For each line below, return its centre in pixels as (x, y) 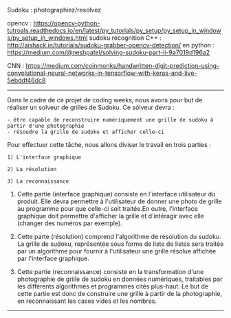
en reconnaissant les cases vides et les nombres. (87, 301)
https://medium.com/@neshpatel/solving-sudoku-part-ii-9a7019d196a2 (109, 52)
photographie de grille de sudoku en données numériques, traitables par (120, 279)
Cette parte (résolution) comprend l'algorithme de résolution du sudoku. (119, 237)
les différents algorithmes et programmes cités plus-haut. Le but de (112, 286)
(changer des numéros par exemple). (69, 223)
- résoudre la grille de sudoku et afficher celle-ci (86, 132)
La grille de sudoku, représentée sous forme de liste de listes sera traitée (120, 244)
